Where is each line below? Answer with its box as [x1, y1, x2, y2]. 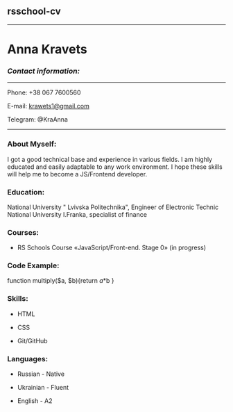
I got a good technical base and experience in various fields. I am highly [7, 155, 213, 163]
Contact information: [7, 66, 80, 76]
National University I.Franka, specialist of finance [7, 210, 148, 218]
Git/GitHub [17, 336, 48, 345]
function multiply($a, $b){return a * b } [7, 277, 114, 285]
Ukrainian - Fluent [17, 384, 69, 392]
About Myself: [7, 139, 57, 149]
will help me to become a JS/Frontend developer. [7, 170, 148, 178]
